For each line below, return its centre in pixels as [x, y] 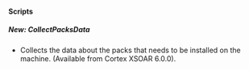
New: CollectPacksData [49, 30]
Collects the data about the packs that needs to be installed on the [130, 50]
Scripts [21, 11]
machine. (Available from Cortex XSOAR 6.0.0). [98, 58]
